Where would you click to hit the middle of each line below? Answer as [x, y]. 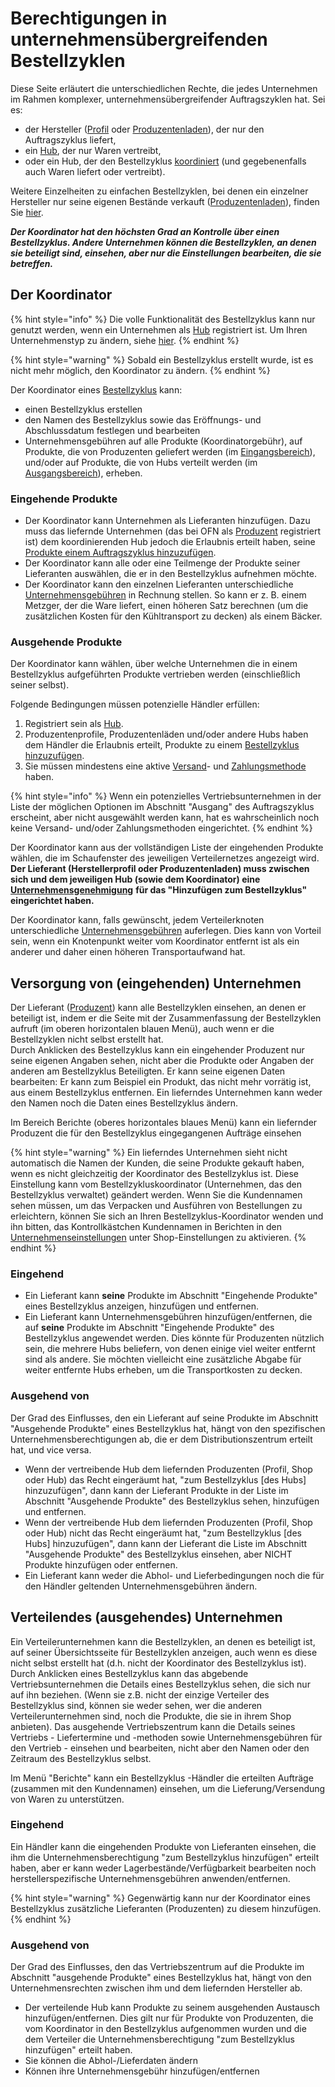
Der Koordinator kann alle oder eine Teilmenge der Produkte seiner [162, 563]
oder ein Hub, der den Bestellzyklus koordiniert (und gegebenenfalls [165, 161]
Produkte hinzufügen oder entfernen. [101, 1564]
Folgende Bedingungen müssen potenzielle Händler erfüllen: [135, 704]
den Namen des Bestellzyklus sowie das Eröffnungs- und [143, 419]
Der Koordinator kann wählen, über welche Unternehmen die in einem [154, 664]
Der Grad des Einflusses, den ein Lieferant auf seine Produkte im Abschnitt [164, 1418]
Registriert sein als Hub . [74, 724]
